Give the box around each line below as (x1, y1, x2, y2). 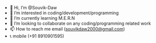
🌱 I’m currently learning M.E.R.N (9, 15, 75, 21)
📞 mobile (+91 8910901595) (9, 33, 64, 39)
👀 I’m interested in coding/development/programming (9, 10, 119, 16)
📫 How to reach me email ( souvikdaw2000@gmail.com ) (9, 26, 125, 32)
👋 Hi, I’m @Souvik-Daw (9, 5, 57, 10)
